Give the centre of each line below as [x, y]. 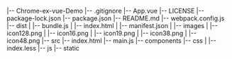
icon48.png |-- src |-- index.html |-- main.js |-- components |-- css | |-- [112, 41]
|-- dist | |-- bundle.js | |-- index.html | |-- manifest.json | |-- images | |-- [112, 26]
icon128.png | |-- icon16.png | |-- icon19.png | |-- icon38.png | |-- [101, 33]
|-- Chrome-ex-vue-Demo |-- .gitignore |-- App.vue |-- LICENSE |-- [106, 11]
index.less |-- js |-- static [43, 48]
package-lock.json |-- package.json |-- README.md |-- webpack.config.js [116, 18]
